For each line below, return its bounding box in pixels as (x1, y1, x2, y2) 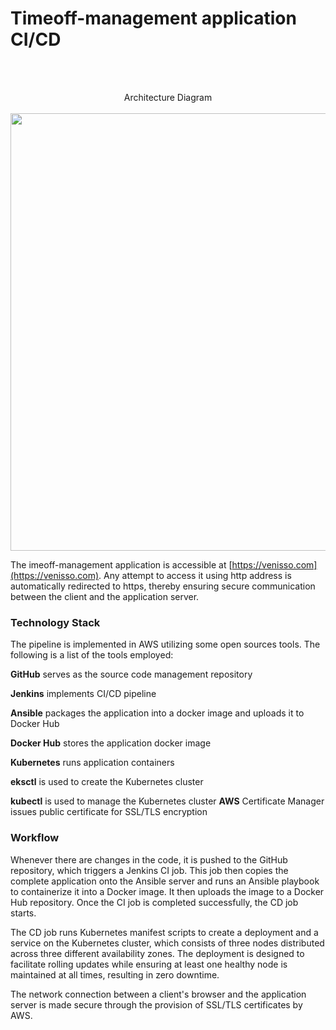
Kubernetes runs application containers (10, 757, 175, 769)
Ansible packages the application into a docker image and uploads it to (10, 707, 305, 719)
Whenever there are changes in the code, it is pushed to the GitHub (10, 853, 288, 866)
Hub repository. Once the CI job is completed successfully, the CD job (10, 896, 299, 908)
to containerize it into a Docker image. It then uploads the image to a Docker (10, 885, 325, 897)
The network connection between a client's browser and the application (10, 988, 307, 1000)
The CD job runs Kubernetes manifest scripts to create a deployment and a (10, 926, 319, 938)
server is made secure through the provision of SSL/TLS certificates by (10, 998, 303, 1011)
